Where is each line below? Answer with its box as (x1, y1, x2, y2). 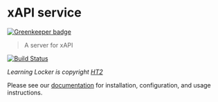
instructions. (7, 88, 43, 96)
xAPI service (7, 5, 82, 21)
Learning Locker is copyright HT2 (7, 68, 104, 76)
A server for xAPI (24, 41, 73, 49)
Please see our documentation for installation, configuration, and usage (7, 81, 211, 89)
